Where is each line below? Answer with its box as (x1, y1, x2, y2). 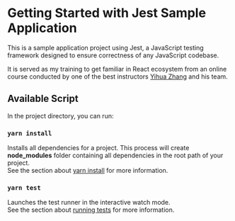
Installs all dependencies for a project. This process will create (7, 144, 190, 152)
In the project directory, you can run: (7, 111, 114, 120)
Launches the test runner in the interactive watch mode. (7, 198, 171, 207)
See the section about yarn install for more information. (7, 166, 168, 175)
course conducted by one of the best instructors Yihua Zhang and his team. (7, 72, 228, 81)
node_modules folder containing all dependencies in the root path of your (7, 151, 224, 160)
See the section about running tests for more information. (7, 205, 175, 214)
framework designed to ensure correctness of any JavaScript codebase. (7, 51, 219, 59)
